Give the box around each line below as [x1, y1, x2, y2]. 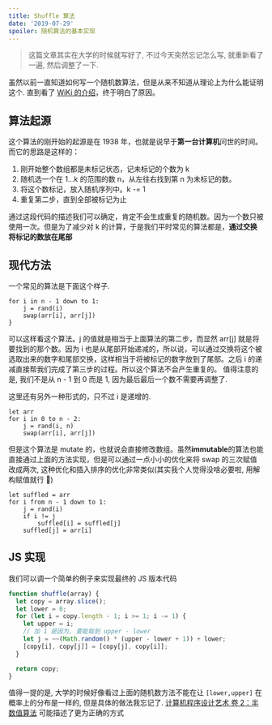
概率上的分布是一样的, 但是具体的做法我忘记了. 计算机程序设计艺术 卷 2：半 [8, 698, 259, 708]
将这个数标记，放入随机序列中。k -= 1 [19, 184, 146, 195]
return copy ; [15, 664, 60, 673]
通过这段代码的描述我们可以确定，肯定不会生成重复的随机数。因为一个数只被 [8, 212, 264, 221]
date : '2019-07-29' [8, 19, 74, 28]
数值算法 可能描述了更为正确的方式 [8, 708, 124, 718]
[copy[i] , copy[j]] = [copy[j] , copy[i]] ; [23, 642, 168, 650]
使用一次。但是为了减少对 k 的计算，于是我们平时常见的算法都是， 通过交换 [8, 222, 257, 232]
